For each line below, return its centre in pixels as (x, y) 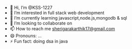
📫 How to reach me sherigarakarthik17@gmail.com (62, 29)
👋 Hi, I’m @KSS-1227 (31, 8)
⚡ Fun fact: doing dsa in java (39, 41)
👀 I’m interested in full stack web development (57, 13)
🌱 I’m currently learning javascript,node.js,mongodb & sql (68, 18)
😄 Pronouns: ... (26, 36)
